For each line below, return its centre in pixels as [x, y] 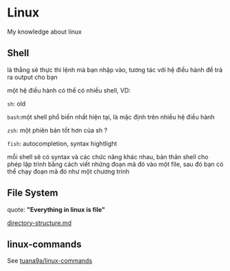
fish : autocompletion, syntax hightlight [62, 143]
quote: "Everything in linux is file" [56, 209]
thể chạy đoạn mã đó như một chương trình [68, 171]
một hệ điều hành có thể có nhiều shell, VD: [69, 90]
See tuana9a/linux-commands [50, 261]
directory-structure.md [39, 223]
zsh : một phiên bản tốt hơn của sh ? [57, 130]
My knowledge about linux [45, 32]
